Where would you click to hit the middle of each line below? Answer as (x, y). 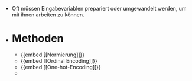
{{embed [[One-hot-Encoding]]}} (61, 67)
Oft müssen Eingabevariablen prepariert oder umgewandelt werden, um (99, 9)
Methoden (38, 38)
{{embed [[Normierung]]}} (53, 55)
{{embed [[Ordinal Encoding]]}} (59, 60)
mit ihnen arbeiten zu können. (48, 15)
